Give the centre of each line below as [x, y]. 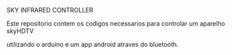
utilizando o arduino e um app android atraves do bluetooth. [93, 44]
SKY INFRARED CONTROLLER [50, 10]
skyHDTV [20, 31]
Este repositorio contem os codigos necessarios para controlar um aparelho [116, 23]
